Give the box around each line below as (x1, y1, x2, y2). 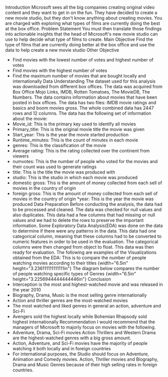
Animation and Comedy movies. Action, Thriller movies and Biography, (12, 356, 159, 362)
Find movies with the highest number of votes (12, 67, 107, 73)
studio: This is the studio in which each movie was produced (12, 175, 138, 180)
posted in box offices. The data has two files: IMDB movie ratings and (12, 100, 156, 105)
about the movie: (12, 116, 48, 121)
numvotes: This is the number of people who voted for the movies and (12, 159, 158, 164)
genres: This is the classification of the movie (12, 142, 106, 148)
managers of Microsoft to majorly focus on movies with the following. (12, 324, 156, 330)
